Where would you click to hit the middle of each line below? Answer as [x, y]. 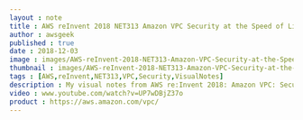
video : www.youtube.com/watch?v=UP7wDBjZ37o [96, 93]
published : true [42, 43]
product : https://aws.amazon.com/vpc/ [84, 102]
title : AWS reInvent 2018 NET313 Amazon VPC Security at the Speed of [147, 26]
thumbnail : [32, 69]
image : [24, 60]
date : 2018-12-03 [44, 51]
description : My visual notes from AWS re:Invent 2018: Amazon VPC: [143, 85]
